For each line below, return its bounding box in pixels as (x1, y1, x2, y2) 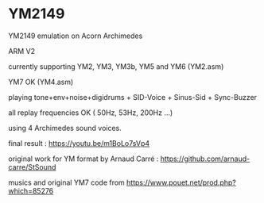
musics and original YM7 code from (8, 178, 125, 187)
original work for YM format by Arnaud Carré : (8, 154, 159, 163)
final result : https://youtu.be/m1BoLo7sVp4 (8, 138, 150, 147)
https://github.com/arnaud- (160, 154, 250, 163)
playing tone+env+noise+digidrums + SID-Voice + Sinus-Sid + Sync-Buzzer (8, 92, 257, 101)
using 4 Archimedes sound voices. (8, 123, 122, 132)
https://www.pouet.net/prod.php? (126, 178, 236, 187)
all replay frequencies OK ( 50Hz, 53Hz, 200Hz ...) (8, 108, 173, 117)
